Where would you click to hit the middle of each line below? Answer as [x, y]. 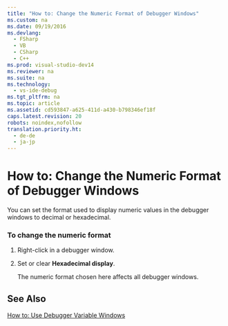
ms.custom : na [28, 20]
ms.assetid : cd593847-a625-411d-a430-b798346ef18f [82, 110]
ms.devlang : [24, 33]
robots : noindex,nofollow [44, 123]
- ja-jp [25, 142]
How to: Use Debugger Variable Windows [66, 316]
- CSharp [26, 52]
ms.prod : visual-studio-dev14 [51, 65]
